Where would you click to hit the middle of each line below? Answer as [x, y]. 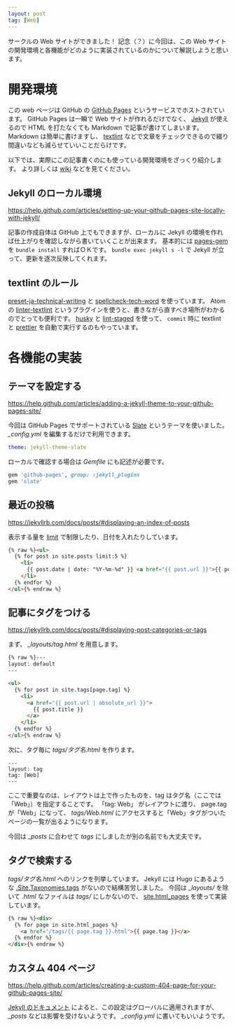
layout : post [27, 14]
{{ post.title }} [58, 709]
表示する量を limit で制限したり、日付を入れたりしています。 [95, 537]
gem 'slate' [25, 481]
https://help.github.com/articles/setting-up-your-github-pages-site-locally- [117, 210]
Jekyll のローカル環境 [55, 193]
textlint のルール [43, 283]
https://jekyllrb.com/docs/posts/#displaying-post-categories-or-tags [107, 630]
